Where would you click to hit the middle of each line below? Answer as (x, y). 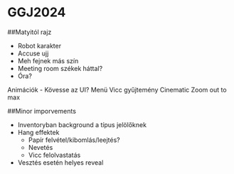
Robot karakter (39, 45)
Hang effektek (38, 132)
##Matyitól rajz (30, 32)
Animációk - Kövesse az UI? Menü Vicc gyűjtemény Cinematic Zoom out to (117, 89)
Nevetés (41, 147)
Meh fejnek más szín (48, 60)
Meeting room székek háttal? (60, 68)
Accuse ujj (33, 53)
